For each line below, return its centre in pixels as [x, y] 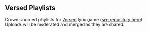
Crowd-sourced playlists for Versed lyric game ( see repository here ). [74, 19]
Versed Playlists [30, 8]
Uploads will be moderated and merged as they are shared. [65, 24]
